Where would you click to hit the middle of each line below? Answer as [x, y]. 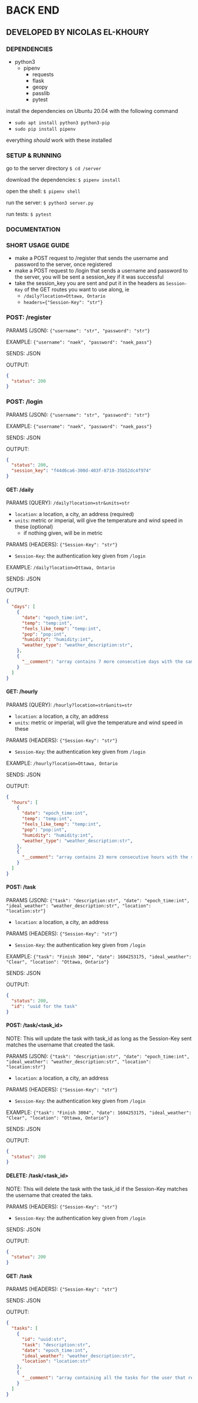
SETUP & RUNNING [34, 155]
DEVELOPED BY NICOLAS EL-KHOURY [78, 32]
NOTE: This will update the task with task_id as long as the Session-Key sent [99, 1038]
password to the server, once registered [63, 264]
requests [43, 74]
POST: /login [24, 401]
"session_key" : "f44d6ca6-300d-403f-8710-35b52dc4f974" [81, 471]
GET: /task [19, 1276]
